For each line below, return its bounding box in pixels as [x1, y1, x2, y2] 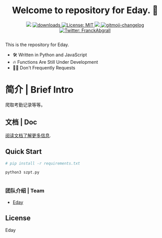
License [5, 214, 31, 222]
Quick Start [5, 147, 42, 156]
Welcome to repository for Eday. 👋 [12, 5, 158, 16]
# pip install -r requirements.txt [5, 161, 80, 166]
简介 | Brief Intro [5, 84, 74, 96]
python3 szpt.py [5, 170, 39, 175]
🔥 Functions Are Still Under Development [12, 59, 98, 65]
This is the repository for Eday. [5, 42, 69, 48]
